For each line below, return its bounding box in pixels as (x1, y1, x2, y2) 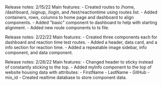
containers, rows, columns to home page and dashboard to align (5, 15, 134, 20)
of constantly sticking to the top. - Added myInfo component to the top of (5, 64, 152, 70)
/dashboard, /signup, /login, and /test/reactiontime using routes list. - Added (5, 9, 158, 15)
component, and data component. (5, 50, 73, 55)
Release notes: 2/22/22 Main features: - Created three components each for (5, 34, 158, 40)
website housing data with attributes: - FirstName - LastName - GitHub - (5, 69, 150, 75)
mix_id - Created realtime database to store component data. (5, 75, 127, 80)
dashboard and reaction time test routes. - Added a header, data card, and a (5, 39, 158, 45)
